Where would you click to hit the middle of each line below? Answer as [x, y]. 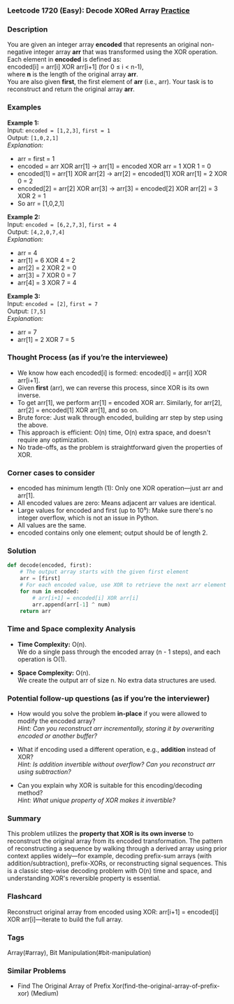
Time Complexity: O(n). [52, 644]
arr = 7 [27, 332]
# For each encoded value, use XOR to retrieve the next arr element [123, 585]
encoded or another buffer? [57, 736]
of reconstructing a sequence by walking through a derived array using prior [117, 848]
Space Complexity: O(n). [54, 673]
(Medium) [45, 993]
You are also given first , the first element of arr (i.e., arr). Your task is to [110, 82]
